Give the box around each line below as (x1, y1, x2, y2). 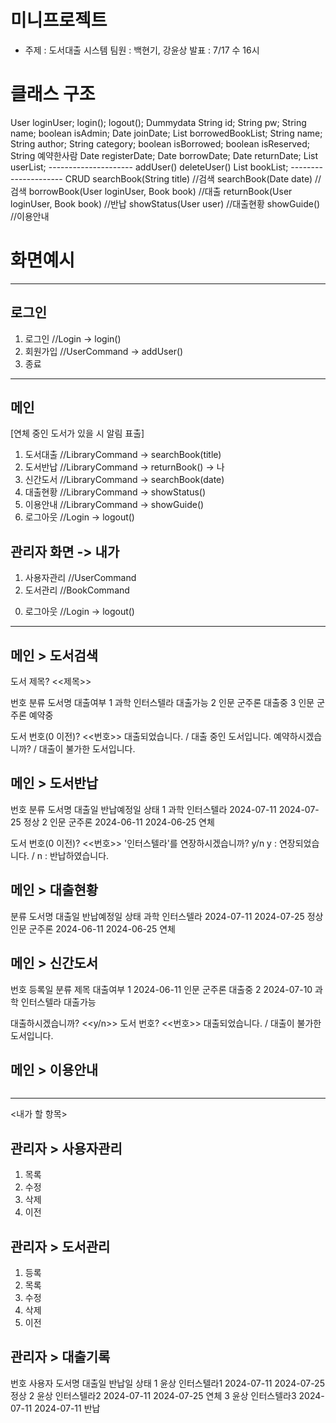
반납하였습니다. (49, 849, 110, 861)
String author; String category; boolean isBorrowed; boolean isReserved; (10, 137, 310, 150)
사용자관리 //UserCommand (24, 572, 137, 584)
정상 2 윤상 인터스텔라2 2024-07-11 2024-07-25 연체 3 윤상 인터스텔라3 (10, 1389, 297, 1401)
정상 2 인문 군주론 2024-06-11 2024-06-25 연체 (23, 816, 215, 828)
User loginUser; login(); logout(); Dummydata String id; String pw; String (10, 116, 307, 128)
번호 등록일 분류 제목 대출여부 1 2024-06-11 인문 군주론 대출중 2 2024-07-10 (10, 983, 313, 995)
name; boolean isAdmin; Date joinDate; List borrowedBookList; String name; (10, 127, 323, 139)
